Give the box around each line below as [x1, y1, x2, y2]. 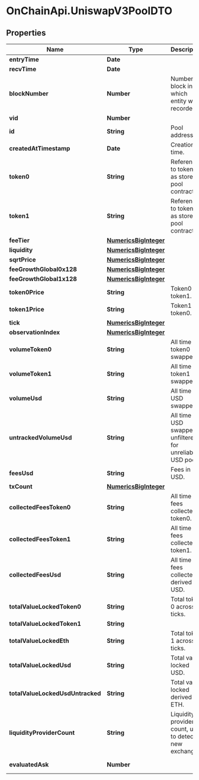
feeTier [9, 236, 30, 244]
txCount [9, 482, 33, 491]
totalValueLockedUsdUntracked [9, 689, 101, 698]
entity [171, 97, 187, 105]
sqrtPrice [9, 256, 37, 263]
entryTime [9, 55, 40, 63]
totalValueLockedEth [9, 636, 69, 645]
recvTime [9, 65, 37, 73]
